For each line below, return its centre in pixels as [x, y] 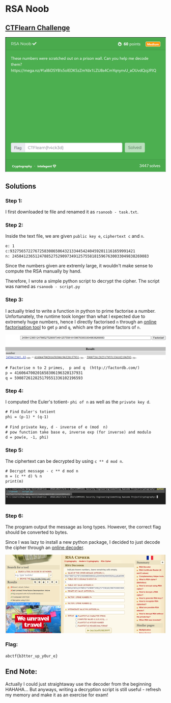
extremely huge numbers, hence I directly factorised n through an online [81, 321]
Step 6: [15, 516]
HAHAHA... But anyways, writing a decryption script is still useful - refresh [83, 689]
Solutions [21, 186]
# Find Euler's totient [31, 412]
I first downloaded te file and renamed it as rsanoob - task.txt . [72, 212]
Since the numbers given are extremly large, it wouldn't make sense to [79, 266]
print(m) [15, 482]
